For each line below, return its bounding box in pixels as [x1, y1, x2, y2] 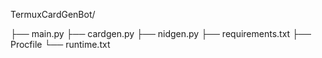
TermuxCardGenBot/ [10, 9, 96, 20]
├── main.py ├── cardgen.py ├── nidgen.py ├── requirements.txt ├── [10, 28, 312, 39]
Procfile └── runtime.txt [10, 39, 111, 50]
